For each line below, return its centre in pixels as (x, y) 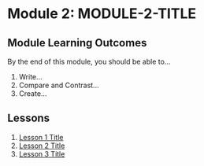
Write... (30, 77)
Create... (33, 94)
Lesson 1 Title (41, 137)
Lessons (29, 118)
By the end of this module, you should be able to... (89, 61)
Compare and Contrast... (59, 85)
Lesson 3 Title (42, 153)
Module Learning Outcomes (77, 43)
